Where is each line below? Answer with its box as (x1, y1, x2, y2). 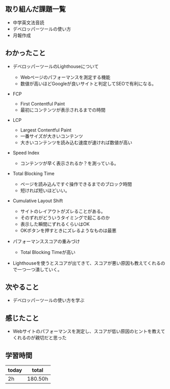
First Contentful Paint (20, 100, 65, 106)
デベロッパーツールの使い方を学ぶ (12, 297, 85, 304)
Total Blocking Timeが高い (20, 249, 76, 255)
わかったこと (5, 49, 46, 57)
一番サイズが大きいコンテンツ (20, 133, 83, 139)
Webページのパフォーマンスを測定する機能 (20, 74, 111, 80)
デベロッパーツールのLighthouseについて (12, 63, 99, 69)
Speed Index (12, 149, 40, 156)
